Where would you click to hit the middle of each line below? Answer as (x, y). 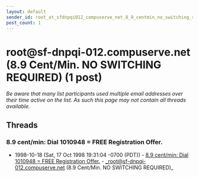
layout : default (26, 12)
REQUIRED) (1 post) (54, 77)
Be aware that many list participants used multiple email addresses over (95, 94)
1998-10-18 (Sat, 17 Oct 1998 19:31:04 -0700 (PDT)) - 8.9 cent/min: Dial (101, 155)
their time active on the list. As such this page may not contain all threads (96, 100)
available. (18, 106)
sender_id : (20, 17)
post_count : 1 (24, 23)
